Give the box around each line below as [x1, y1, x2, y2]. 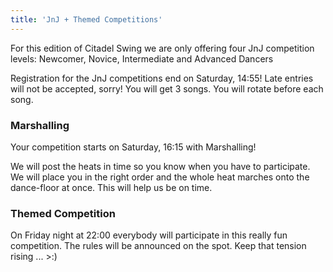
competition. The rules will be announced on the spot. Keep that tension [10, 240, 307, 252]
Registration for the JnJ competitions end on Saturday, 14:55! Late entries [10, 72, 314, 84]
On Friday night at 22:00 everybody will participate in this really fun [10, 229, 288, 241]
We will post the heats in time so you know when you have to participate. [10, 160, 311, 172]
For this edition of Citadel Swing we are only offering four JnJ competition [10, 42, 315, 54]
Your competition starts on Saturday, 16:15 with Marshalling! [10, 141, 257, 153]
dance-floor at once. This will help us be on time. [10, 181, 213, 193]
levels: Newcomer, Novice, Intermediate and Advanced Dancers [10, 52, 274, 65]
